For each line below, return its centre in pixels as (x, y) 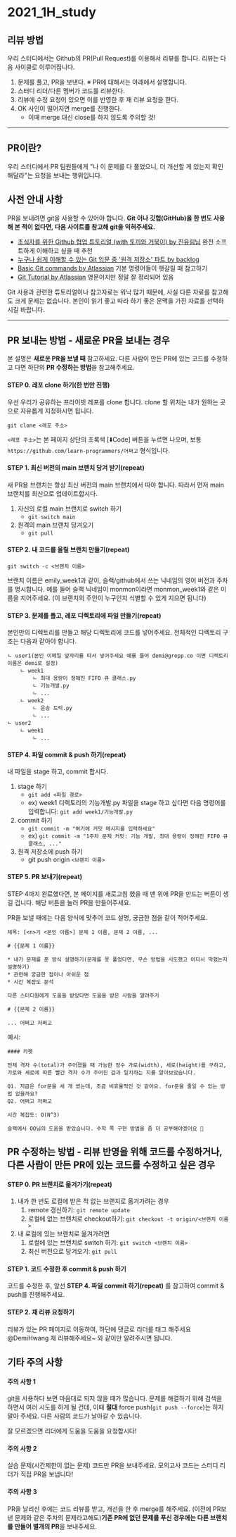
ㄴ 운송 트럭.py (52, 709)
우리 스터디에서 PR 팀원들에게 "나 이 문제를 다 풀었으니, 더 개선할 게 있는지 (109, 166)
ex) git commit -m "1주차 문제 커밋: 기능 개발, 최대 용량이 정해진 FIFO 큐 (128, 836)
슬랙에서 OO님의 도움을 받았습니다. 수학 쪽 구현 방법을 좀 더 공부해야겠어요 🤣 (105, 1128)
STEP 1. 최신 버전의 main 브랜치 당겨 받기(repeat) (76, 468)
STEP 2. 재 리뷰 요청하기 (41, 1312)
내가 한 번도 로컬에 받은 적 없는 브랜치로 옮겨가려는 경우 (93, 1201)
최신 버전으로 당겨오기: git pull (72, 1252)
